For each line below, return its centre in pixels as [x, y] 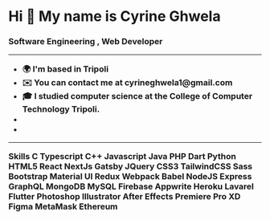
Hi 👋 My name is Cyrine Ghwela [115, 16]
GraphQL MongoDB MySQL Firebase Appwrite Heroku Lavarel [131, 186]
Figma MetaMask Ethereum [63, 206]
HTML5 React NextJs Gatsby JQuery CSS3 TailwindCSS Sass [131, 166]
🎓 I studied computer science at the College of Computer [137, 96]
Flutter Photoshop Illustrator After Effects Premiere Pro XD [125, 196]
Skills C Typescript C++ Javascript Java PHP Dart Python [123, 156]
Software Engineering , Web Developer [86, 42]
